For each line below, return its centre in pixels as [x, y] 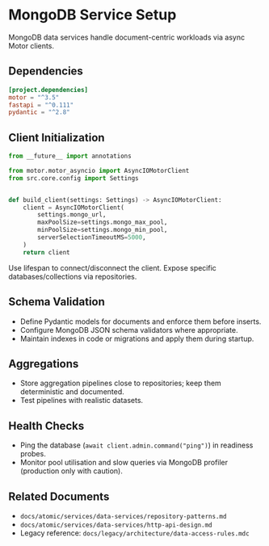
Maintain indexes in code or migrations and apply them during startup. [137, 338]
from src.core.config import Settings [74, 178]
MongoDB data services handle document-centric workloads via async [126, 37]
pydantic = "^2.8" [39, 112]
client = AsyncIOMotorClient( [74, 208]
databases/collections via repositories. [73, 276]
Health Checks [46, 426]
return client [46, 252]
